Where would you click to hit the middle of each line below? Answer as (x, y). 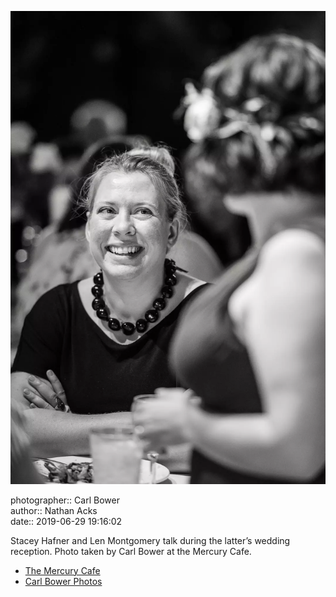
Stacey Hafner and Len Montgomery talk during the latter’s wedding (150, 540)
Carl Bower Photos (63, 581)
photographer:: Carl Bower (65, 500)
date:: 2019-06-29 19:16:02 (66, 521)
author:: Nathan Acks (54, 510)
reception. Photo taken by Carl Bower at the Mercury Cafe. (131, 551)
